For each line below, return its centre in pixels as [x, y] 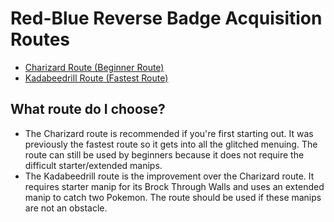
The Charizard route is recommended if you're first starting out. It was [169, 133]
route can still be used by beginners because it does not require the [164, 154]
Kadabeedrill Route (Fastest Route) [96, 78]
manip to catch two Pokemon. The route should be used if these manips [173, 197]
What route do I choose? [88, 109]
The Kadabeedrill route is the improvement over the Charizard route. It [169, 176]
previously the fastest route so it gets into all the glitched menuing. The [171, 144]
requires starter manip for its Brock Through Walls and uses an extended [174, 186]
